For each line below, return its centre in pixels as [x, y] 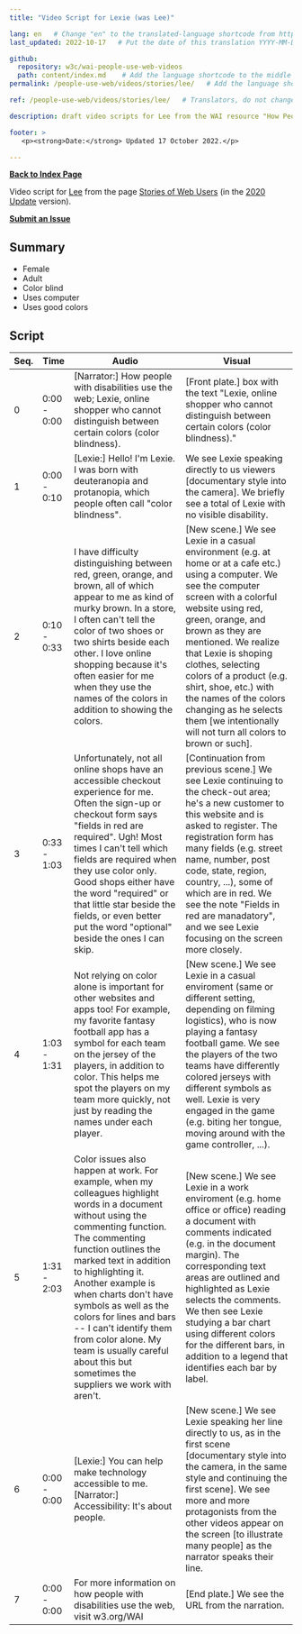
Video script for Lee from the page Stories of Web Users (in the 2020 [138, 192]
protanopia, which [111, 492]
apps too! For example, [122, 1009]
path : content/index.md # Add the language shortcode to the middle [155, 76]
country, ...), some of [230, 882]
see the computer [223, 585]
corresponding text [226, 1266]
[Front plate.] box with [232, 382]
